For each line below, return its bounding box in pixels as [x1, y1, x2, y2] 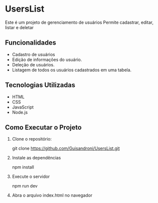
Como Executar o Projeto [5, 123, 82, 131]
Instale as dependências [12, 155, 61, 161]
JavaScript [12, 104, 34, 110]
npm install [12, 164, 34, 170]
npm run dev [12, 183, 38, 189]
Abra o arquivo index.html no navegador [12, 192, 93, 198]
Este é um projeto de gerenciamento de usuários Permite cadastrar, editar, [5, 19, 154, 25]
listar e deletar [5, 24, 34, 30]
